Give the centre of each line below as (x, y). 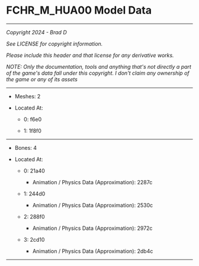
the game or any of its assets (42, 79)
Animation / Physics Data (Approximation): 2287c (92, 182)
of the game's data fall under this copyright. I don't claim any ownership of (98, 73)
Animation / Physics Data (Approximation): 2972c (92, 228)
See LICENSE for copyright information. (54, 44)
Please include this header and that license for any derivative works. (90, 55)
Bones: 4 (26, 148)
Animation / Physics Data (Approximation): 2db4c (93, 251)
